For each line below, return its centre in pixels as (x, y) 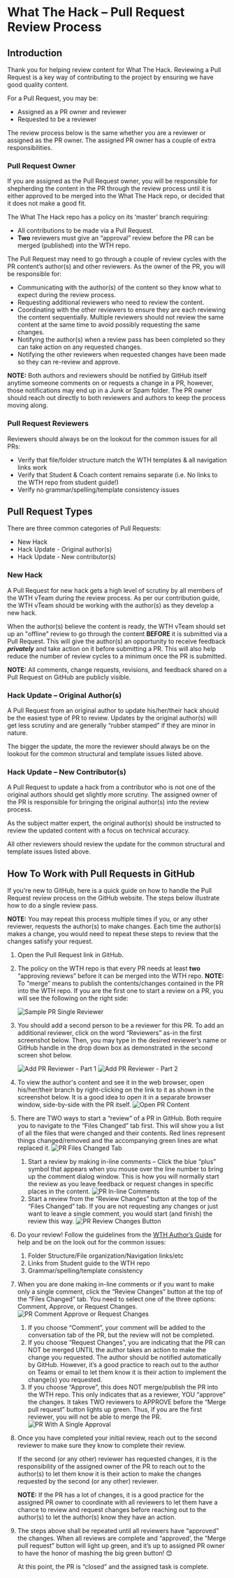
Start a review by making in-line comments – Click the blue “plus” (122, 1162)
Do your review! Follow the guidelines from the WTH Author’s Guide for (119, 1235)
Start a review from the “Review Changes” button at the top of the (123, 1199)
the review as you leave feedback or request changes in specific (121, 1184)
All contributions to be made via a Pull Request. (85, 231)
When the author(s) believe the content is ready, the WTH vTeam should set (116, 626)
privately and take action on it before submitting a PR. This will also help (112, 648)
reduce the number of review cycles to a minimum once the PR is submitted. (117, 656)
